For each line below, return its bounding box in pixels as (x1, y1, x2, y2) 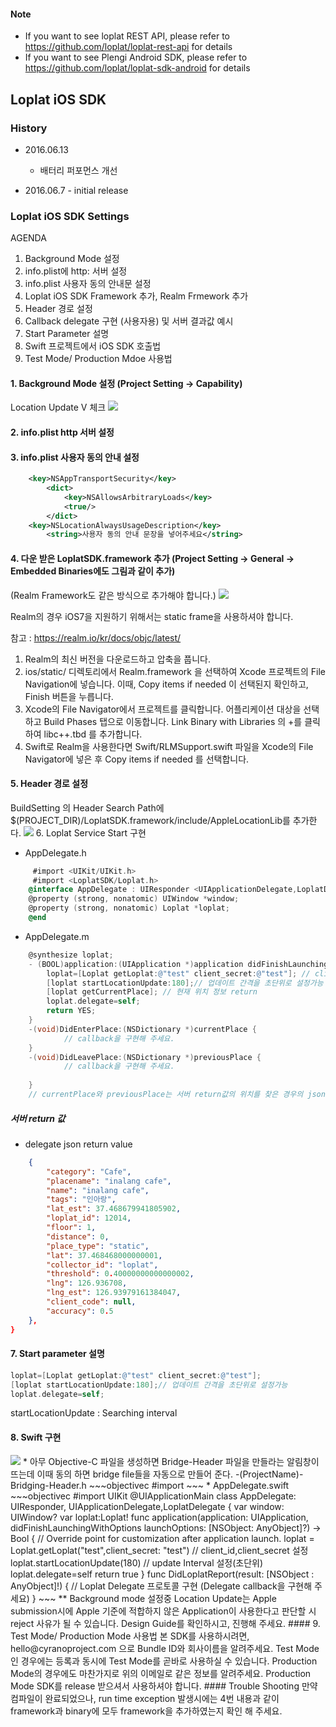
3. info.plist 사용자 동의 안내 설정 (10, 451, 140, 463)
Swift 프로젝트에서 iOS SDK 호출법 (24, 340, 162, 352)
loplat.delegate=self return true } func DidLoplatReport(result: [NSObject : (10, 1568, 315, 1580)
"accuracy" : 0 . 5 (46, 1306, 114, 1316)
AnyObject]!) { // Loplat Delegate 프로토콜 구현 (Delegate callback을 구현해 (10, 1580, 313, 1592)
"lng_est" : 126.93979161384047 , (46, 1288, 182, 1298)
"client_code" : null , (46, 1297, 137, 1307)
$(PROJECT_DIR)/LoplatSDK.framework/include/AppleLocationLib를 (10, 814, 291, 826)
